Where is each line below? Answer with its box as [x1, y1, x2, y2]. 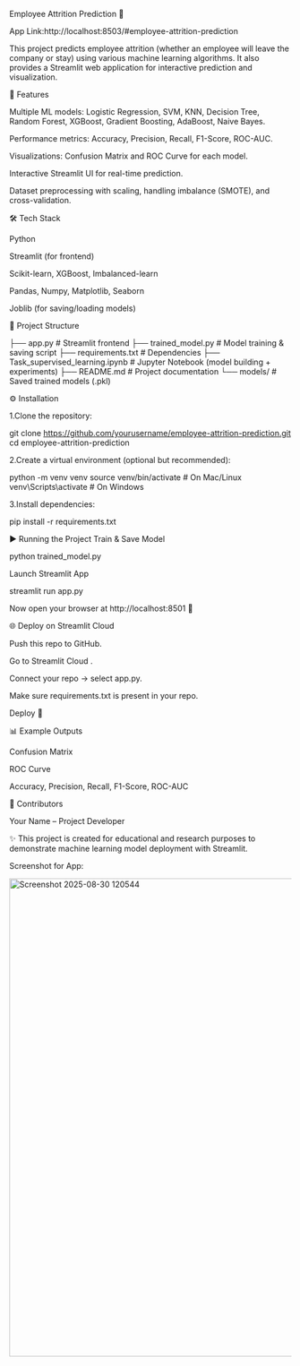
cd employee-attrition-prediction [9, 437, 130, 448]
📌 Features [9, 90, 49, 99]
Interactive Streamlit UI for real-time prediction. [9, 168, 184, 178]
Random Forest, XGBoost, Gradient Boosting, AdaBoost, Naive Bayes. [9, 116, 266, 126]
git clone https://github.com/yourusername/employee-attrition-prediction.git [9, 428, 291, 438]
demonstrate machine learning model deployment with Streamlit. [9, 843, 248, 854]
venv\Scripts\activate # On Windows [9, 482, 145, 492]
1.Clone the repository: [9, 410, 92, 421]
